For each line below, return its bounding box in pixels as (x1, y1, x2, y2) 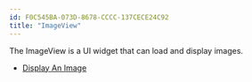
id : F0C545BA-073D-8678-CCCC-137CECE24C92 (9, 12, 169, 22)
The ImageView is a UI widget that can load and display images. (9, 45, 243, 56)
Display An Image (21, 63, 87, 73)
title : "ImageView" (9, 21, 82, 30)
